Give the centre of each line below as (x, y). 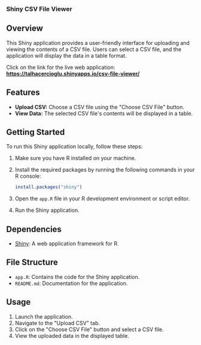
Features (23, 93)
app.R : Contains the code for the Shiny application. (77, 277)
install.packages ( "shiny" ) (48, 187)
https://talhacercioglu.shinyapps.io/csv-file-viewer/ (73, 73)
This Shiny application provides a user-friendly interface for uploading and (98, 43)
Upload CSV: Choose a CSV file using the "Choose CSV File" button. (99, 107)
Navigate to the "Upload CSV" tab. (57, 323)
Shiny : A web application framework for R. (67, 244)
